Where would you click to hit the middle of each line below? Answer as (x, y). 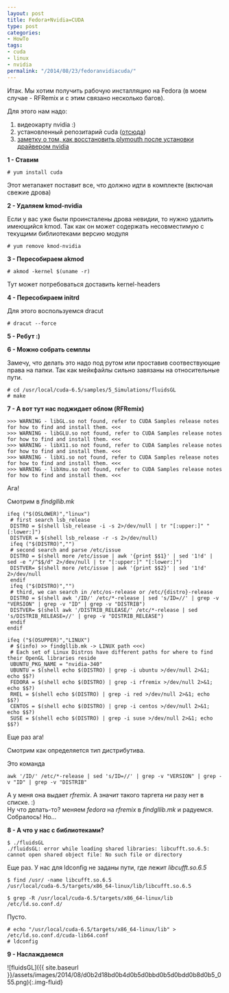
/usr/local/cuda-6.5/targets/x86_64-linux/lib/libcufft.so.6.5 (99, 886)
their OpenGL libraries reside (52, 658)
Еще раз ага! (26, 737)
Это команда (26, 764)
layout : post (26, 13)
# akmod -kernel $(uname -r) (49, 271)
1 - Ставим (23, 159)
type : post (23, 26)
